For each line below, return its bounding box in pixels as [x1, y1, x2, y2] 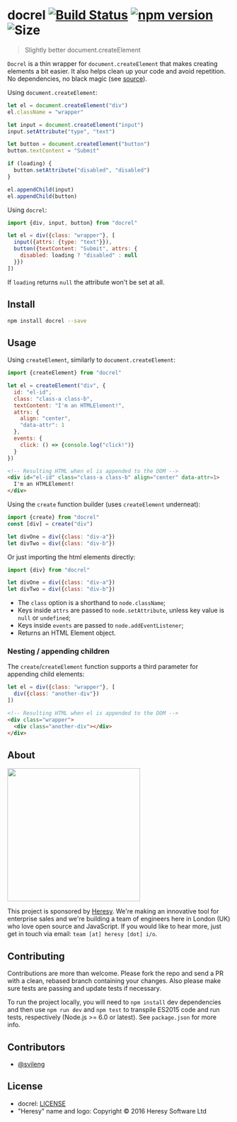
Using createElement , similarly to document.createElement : [7, 355, 175, 365]
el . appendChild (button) [7, 192, 78, 200]
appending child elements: [7, 670, 85, 679]
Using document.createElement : [7, 88, 98, 96]
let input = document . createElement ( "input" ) [7, 121, 144, 128]
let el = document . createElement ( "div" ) [7, 101, 129, 109]
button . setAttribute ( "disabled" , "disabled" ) [13, 167, 151, 174]
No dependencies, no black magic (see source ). [7, 74, 147, 83]
